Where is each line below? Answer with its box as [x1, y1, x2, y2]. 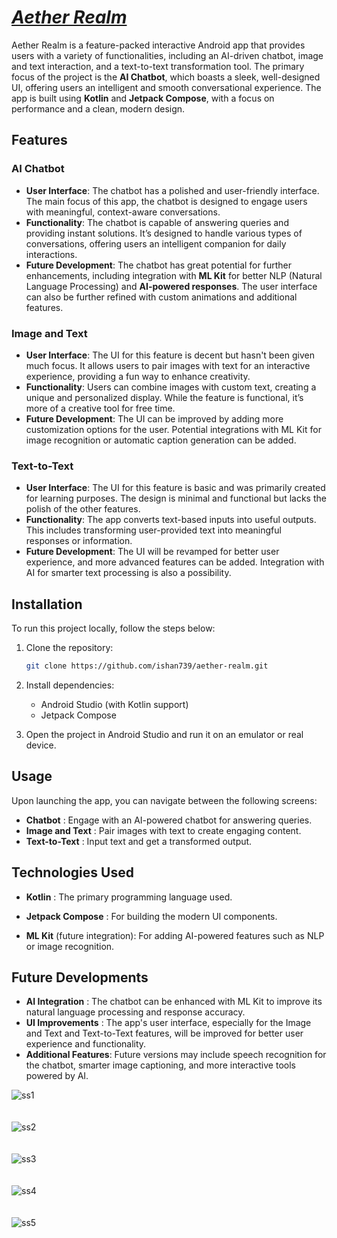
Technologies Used [11, 864, 134, 881]
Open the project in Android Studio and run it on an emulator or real [25, 728, 304, 740]
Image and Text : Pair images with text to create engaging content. [25, 824, 302, 836]
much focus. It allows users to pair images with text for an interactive [25, 359, 311, 371]
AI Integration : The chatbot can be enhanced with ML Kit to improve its [25, 996, 323, 1008]
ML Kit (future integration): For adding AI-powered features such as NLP [25, 929, 325, 941]
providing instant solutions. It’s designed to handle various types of [25, 227, 303, 239]
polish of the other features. [25, 503, 141, 515]
